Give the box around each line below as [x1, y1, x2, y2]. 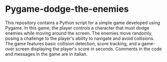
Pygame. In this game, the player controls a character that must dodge [5, 25, 150, 31]
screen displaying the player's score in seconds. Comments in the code [15, 46, 162, 52]
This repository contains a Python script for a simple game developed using [5, 20, 161, 26]
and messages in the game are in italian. [5, 51, 88, 57]
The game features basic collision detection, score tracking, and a [5, 40, 141, 46]
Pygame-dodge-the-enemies [5, 3, 129, 15]
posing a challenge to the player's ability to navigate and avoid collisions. [5, 35, 155, 41]
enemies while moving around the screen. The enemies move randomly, [5, 30, 153, 36]
